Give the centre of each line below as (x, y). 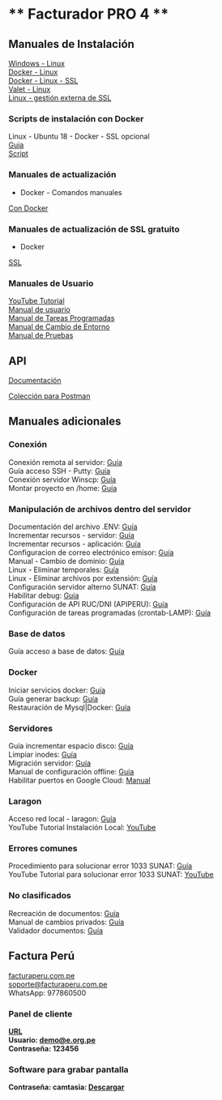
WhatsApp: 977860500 (47, 992)
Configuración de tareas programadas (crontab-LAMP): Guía (110, 612)
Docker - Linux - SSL (43, 81)
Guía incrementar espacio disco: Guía (71, 745)
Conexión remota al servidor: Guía (66, 462)
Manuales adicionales (65, 422)
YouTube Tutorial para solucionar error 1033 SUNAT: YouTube (111, 875)
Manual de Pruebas (41, 335)
